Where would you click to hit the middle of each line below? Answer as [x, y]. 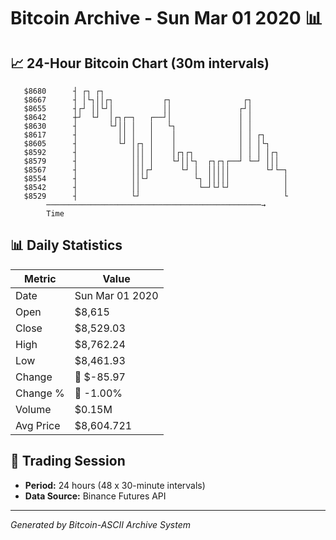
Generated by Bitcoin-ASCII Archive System [100, 524]
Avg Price [38, 425]
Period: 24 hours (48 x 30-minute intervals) [115, 485]
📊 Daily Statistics [66, 245]
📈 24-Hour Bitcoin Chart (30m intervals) [140, 63]
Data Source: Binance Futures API [95, 496]
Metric [40, 278]
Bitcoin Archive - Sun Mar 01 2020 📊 [166, 18]
